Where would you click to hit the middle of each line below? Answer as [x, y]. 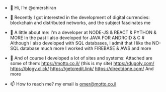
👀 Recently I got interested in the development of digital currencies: [80, 17]
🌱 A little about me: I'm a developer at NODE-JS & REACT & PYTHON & [83, 32]
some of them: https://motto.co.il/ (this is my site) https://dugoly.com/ [82, 63]
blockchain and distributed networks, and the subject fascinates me [80, 23]
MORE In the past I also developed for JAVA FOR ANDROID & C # [77, 38]
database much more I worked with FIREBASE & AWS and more [86, 48]
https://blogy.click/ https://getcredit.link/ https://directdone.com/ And [82, 68]
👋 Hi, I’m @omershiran [33, 8]
